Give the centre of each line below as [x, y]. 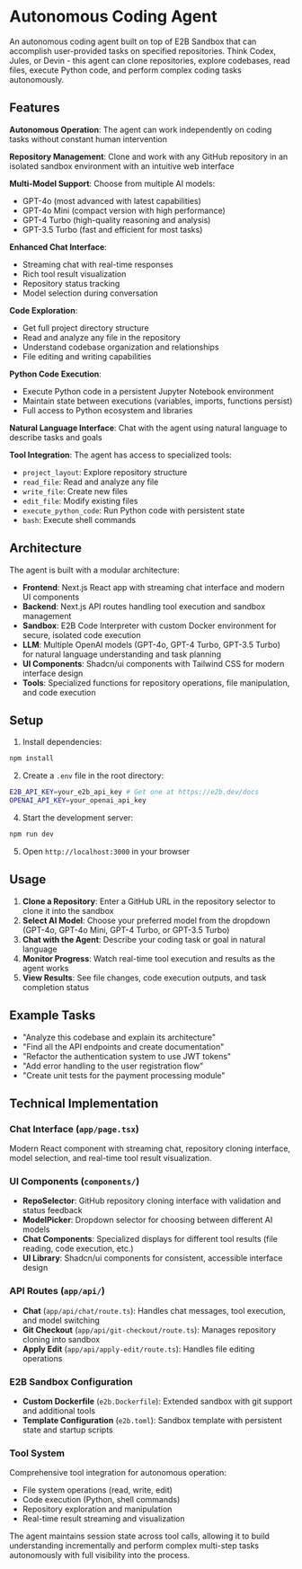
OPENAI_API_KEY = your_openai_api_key [78, 801]
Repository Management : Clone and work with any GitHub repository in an [149, 156]
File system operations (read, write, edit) [98, 1490]
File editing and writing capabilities [87, 356]
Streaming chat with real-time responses [98, 264]
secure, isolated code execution [81, 634]
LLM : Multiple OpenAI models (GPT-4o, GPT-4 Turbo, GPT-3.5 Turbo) [151, 644]
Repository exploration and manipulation [97, 1509]
